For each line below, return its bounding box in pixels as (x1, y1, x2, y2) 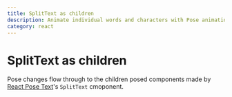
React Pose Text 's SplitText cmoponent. (7, 83, 124, 91)
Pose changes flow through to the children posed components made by (7, 75, 211, 83)
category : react (7, 23, 54, 30)
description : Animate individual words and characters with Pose (7, 17, 199, 23)
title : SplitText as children (7, 10, 95, 17)
